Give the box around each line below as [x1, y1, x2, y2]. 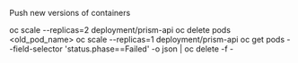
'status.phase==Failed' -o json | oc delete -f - [64, 43, 234, 54]
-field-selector [9, 43, 63, 54]
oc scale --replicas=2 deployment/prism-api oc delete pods [9, 25, 232, 35]
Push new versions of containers [9, 8, 131, 18]
